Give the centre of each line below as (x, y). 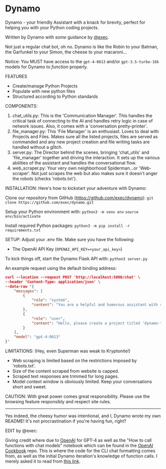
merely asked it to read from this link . (43, 461)
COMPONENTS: (21, 106)
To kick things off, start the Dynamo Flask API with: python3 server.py (76, 258)
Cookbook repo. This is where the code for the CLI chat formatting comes (80, 451)
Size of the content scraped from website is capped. (66, 371)
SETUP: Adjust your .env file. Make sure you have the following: (70, 239)
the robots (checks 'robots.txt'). (45, 178)
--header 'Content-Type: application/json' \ (53, 282)
